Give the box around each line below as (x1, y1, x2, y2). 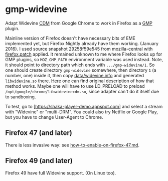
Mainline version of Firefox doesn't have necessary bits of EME (5, 35, 135, 41)
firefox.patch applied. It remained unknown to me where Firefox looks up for (5, 51, 162, 57)
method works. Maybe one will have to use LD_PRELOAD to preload (5, 83, 145, 89)
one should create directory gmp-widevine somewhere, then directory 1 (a (5, 67, 156, 73)
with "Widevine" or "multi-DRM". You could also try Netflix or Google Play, (5, 109, 158, 115)
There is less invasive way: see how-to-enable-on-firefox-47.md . (5, 142, 139, 148)
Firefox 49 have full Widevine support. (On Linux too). (5, 169, 116, 176)
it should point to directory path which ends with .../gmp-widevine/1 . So (5, 62, 155, 68)
